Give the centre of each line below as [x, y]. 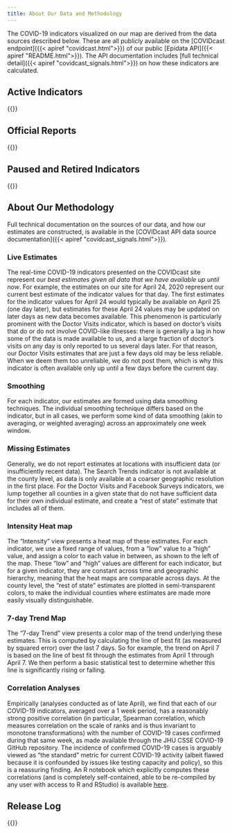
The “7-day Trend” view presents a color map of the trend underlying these [115, 633]
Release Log [34, 806]
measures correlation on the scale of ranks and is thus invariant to [101, 725]
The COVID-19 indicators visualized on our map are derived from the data [112, 33]
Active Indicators [45, 92]
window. [19, 430]
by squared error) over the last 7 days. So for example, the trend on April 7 [113, 648]
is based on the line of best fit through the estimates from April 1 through [111, 655]
